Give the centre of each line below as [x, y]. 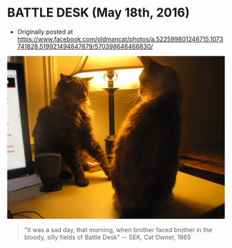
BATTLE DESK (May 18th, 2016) [98, 13]
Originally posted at [45, 32]
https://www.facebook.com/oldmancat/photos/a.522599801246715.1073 [120, 39]
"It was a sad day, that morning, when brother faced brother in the [118, 229]
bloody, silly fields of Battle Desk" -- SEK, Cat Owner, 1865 [107, 237]
